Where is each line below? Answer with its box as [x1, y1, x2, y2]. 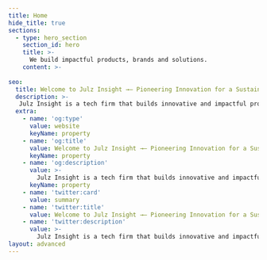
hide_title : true [8, 19, 66, 27]
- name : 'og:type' [22, 115, 83, 123]
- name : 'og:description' [22, 159, 109, 167]
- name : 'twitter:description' [22, 218, 126, 226]
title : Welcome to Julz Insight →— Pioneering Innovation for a [15, 85, 233, 94]
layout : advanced [8, 240, 66, 248]
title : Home [8, 11, 48, 20]
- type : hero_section [15, 33, 87, 42]
